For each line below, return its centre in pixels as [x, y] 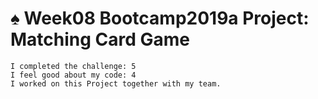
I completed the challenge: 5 [73, 66]
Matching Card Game [100, 39]
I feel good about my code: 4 [73, 75]
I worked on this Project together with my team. [116, 83]
